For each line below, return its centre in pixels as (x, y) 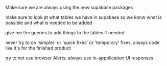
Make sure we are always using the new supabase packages (69, 7)
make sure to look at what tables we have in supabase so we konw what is (83, 17)
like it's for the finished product (38, 48)
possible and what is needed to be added (49, 23)
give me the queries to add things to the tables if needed (65, 32)
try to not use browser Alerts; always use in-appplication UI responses (79, 58)
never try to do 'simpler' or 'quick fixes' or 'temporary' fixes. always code (82, 42)
